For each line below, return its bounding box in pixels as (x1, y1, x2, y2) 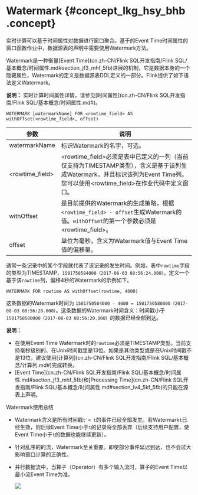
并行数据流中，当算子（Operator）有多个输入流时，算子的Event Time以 (14, 463, 188, 470)
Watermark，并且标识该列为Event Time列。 (67, 170, 188, 178)
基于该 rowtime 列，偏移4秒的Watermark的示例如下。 (6, 276, 133, 284)
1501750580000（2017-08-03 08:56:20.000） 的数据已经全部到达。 (6, 314, 162, 321)
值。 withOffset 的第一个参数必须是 (61, 217, 157, 225)
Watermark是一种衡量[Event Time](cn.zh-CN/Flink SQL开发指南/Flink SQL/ (6, 57, 187, 64)
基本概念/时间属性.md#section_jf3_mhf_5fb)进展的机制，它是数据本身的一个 (6, 64, 190, 71)
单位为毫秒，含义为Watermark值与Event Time (61, 236, 188, 245)
